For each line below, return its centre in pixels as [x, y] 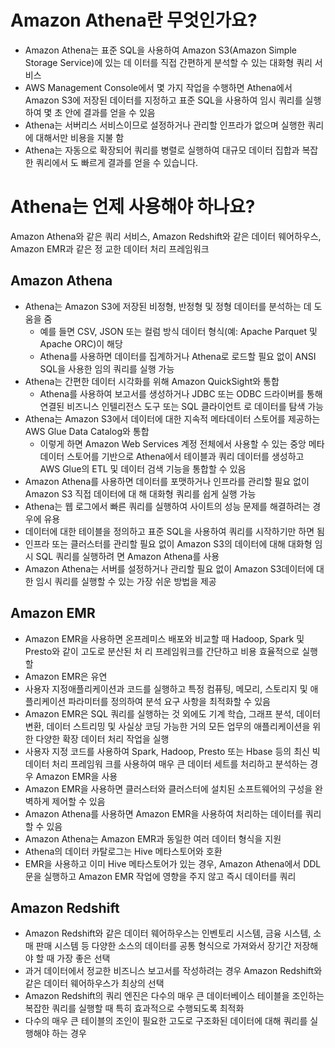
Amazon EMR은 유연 [66, 676]
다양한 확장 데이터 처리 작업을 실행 [102, 738]
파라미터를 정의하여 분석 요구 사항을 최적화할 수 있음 [169, 701]
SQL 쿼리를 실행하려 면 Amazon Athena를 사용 [127, 556]
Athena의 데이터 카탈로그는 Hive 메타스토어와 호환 [123, 851]
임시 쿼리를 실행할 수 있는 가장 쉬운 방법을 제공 [126, 581]
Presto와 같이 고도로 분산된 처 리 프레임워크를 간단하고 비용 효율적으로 [162, 651]
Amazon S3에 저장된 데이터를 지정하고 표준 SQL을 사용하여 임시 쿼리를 [163, 100]
